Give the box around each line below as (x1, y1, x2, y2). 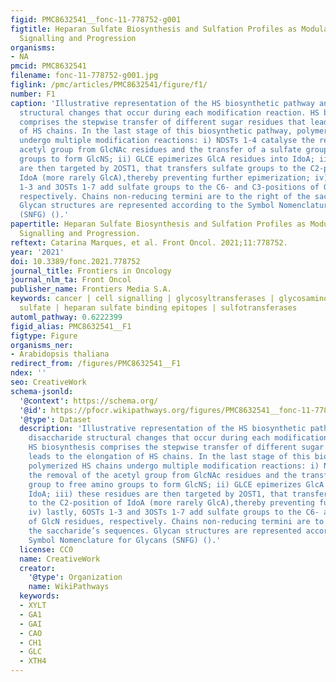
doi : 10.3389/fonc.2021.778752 (10, 256, 141, 266)
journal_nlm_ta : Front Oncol (10, 275, 132, 285)
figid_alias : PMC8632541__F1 (10, 321, 132, 331)
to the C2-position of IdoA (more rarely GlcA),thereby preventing (28, 498, 315, 508)
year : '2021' (10, 247, 65, 257)
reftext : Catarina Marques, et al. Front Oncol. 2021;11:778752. (10, 237, 288, 248)
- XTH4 (19, 656, 47, 666)
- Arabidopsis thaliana (10, 349, 110, 360)
